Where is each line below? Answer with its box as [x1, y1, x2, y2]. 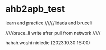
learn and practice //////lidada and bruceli [5, 20, 92, 26]
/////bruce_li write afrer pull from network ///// [5, 30, 101, 36]
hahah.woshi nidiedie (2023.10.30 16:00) [5, 39, 90, 46]
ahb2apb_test [5, 3, 65, 15]
